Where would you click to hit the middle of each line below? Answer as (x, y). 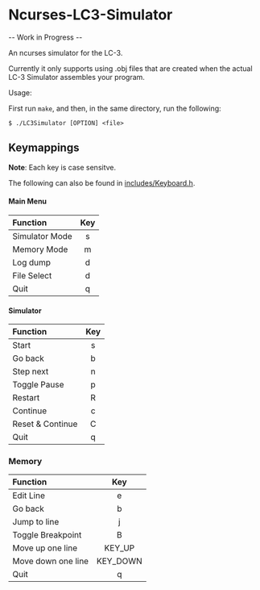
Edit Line (29, 496)
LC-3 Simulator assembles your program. (76, 77)
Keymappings (44, 148)
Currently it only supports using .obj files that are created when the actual (130, 68)
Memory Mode (40, 249)
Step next (31, 371)
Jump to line (36, 522)
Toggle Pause (38, 385)
